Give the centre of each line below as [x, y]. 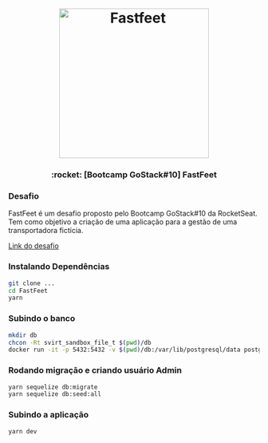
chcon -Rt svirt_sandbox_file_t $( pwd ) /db [80, 342]
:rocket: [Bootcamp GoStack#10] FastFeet [134, 175]
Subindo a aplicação [49, 415]
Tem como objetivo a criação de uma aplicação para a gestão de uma [123, 222]
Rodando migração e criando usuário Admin [95, 370]
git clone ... [32, 283]
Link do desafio [34, 246]
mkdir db [23, 335]
